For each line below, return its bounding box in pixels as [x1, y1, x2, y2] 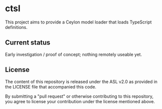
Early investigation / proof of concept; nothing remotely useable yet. [5, 51, 142, 57]
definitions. [5, 24, 28, 30]
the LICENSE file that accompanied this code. [5, 84, 97, 89]
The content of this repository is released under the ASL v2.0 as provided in [5, 79, 158, 85]
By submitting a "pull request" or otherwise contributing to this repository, [5, 93, 154, 99]
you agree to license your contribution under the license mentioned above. [5, 98, 155, 104]
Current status [5, 39, 50, 47]
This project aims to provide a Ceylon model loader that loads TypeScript [5, 19, 152, 25]
